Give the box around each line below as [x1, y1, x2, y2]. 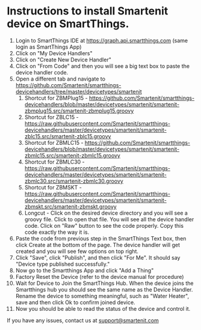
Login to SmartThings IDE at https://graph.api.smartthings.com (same [15, 37, 188, 44]
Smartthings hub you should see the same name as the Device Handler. [15, 286, 193, 293]
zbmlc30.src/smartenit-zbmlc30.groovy [24, 177, 124, 185]
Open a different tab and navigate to [15, 75, 106, 82]
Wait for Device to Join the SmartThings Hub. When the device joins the [15, 280, 194, 287]
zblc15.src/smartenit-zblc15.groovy [24, 132, 111, 139]
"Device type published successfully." [15, 260, 110, 267]
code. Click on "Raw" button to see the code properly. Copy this [24, 222, 184, 229]
